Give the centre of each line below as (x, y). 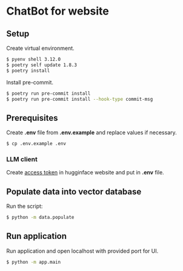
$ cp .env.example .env (36, 144)
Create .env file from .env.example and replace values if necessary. (91, 132)
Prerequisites (32, 118)
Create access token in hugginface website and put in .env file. (85, 173)
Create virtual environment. (40, 48)
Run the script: (25, 206)
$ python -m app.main (34, 262)
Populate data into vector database (74, 192)
